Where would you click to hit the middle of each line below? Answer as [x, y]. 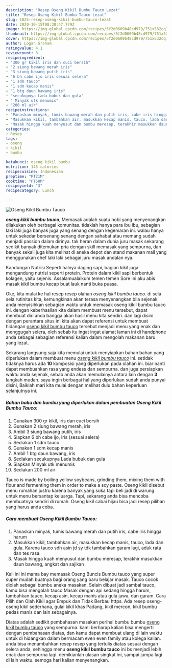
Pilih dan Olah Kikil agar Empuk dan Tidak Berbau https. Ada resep [76, 601]
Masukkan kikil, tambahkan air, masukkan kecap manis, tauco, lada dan [88, 542]
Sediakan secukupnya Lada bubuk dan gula [59, 459]
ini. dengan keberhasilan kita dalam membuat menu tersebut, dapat [77, 310]
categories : [18, 129]
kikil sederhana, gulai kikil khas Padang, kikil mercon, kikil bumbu [89, 607]
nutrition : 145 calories [32, 167]
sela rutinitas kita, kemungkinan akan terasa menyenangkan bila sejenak [82, 299]
